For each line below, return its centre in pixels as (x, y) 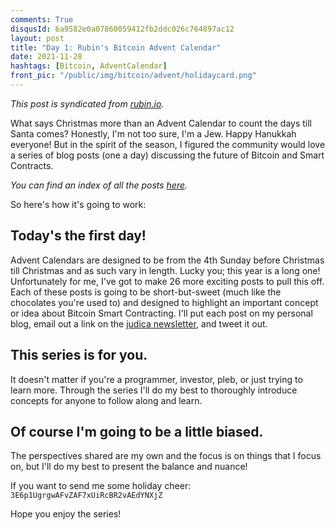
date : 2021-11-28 (46, 57)
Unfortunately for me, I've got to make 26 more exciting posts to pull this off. (167, 281)
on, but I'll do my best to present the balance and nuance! (129, 467)
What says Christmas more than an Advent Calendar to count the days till (161, 123)
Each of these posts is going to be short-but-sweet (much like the (146, 292)
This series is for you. (79, 355)
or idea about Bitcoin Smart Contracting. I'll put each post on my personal (161, 313)
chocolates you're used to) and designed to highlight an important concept (164, 302)
